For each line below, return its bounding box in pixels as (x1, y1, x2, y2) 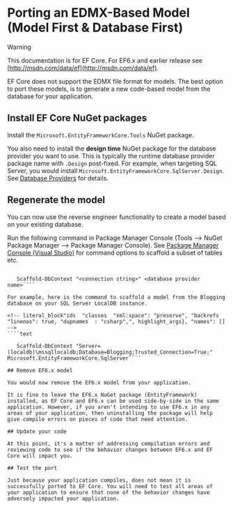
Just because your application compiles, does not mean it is (7, 476, 191, 484)
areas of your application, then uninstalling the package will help (7, 409, 214, 416)
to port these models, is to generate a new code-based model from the (7, 84, 211, 93)
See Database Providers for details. (7, 174, 109, 182)
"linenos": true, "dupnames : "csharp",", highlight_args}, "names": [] (7, 318, 226, 325)
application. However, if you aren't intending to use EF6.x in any (7, 403, 210, 411)
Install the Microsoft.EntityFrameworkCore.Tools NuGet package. (7, 130, 194, 139)
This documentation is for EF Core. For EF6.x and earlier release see (7, 56, 203, 64)
